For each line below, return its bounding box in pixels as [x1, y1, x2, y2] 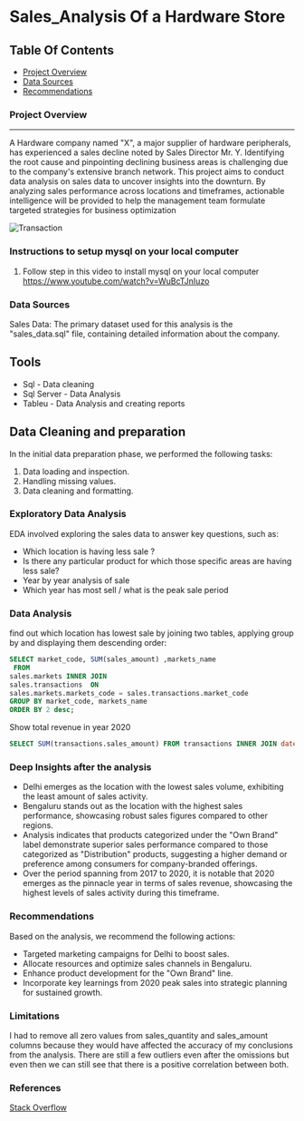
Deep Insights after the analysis [9, 761, 152, 774]
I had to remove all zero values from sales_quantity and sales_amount [9, 1030, 269, 1040]
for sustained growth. [22, 987, 103, 998]
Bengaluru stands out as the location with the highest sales [22, 801, 243, 812]
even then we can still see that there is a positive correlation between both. [9, 1059, 290, 1069]
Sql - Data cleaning [22, 378, 95, 389]
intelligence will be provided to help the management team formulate [9, 195, 266, 206]
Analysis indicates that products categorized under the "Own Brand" [22, 830, 279, 841]
